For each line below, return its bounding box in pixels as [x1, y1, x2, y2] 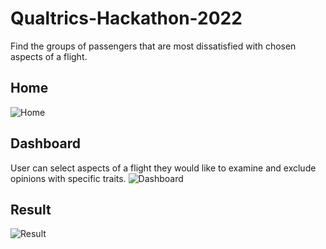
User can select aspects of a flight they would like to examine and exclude [10, 162, 317, 174]
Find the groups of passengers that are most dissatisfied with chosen [10, 40, 297, 52]
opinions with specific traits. [10, 172, 127, 184]
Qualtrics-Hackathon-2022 [10, 7, 243, 30]
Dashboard [10, 135, 81, 152]
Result [10, 201, 52, 218]
